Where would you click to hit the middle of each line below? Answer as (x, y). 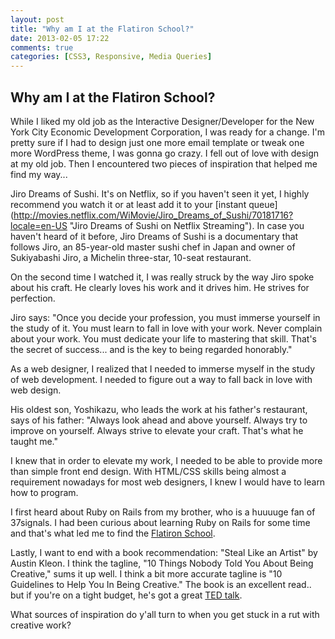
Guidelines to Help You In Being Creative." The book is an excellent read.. (161, 584)
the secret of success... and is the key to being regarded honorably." (151, 349)
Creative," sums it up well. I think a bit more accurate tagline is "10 (146, 573)
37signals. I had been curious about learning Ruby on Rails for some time (160, 522)
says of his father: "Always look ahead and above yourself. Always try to (159, 420)
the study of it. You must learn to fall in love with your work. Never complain (166, 328)
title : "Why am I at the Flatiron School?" (102, 29)
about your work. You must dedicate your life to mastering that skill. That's (163, 338)
